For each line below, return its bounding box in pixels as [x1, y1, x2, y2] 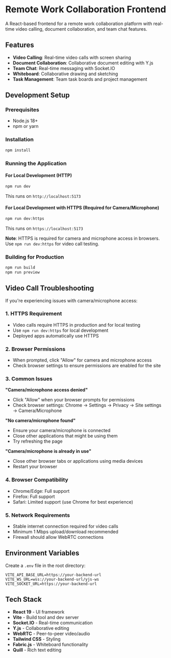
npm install [5, 147, 31, 153]
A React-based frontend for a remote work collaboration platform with [5, 20, 152, 27]
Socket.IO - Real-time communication [12, 620, 93, 626]
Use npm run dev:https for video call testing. [5, 240, 100, 246]
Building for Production [5, 253, 64, 260]
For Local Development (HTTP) [5, 172, 72, 178]
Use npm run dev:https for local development [12, 327, 109, 333]
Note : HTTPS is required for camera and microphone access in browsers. [5, 235, 160, 241]
